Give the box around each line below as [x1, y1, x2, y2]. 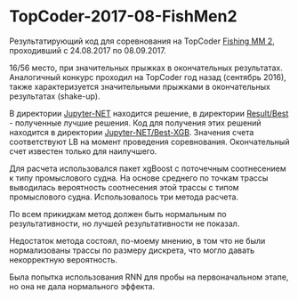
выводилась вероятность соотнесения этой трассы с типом [9, 182, 239, 192]
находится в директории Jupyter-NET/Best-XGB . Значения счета [9, 126, 254, 137]
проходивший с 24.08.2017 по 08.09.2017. [9, 45, 166, 55]
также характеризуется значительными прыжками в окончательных [9, 81, 271, 92]
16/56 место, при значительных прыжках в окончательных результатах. [9, 62, 283, 73]
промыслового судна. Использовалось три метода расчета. [9, 191, 238, 202]
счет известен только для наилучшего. [9, 145, 157, 157]
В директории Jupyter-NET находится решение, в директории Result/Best [9, 108, 289, 118]
